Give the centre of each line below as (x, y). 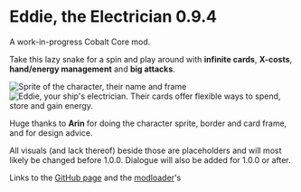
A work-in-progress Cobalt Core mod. (80, 42)
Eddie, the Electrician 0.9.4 (113, 17)
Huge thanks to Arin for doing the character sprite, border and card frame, (148, 123)
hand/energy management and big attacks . (93, 69)
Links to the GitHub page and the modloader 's (95, 178)
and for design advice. (51, 132)
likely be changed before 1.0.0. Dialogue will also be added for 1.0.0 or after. (150, 159)
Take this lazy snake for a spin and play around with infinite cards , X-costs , (151, 59)
